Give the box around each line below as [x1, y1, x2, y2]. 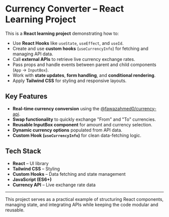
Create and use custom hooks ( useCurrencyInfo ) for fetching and [12, 45, 148, 51]
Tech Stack [5, 147, 41, 156]
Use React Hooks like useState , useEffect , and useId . [12, 40, 124, 46]
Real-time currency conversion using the [12, 105, 100, 111]
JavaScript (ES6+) [12, 176, 52, 182]
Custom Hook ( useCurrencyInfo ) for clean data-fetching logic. [12, 132, 142, 138]
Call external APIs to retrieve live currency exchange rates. [12, 56, 135, 62]
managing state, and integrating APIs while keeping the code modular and [5, 201, 158, 207]
